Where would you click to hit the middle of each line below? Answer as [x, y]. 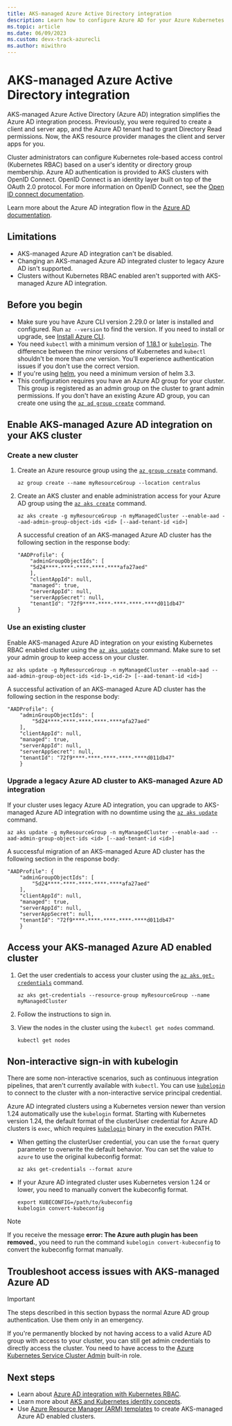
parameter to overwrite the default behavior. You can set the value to [115, 1150]
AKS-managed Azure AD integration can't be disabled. [95, 254]
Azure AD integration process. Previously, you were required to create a [110, 122]
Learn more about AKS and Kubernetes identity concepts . [99, 1402]
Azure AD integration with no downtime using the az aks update [127, 812]
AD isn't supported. [45, 268]
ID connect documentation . [46, 194]
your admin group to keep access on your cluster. [78, 657]
